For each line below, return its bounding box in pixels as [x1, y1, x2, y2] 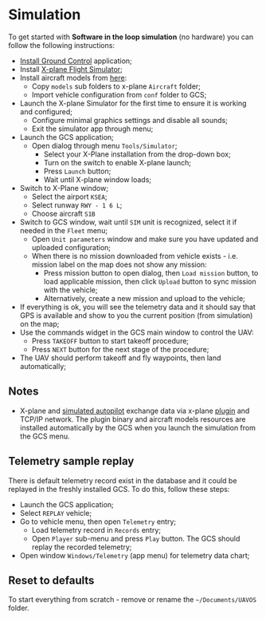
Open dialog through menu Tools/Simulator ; [31, 141, 178, 150]
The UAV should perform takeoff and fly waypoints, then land [19, 353, 221, 363]
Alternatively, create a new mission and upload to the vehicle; [43, 293, 245, 303]
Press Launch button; [43, 166, 111, 176]
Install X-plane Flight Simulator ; [19, 64, 123, 73]
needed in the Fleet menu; [19, 225, 108, 235]
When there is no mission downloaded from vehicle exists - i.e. [31, 251, 239, 260]
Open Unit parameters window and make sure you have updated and [31, 234, 259, 244]
